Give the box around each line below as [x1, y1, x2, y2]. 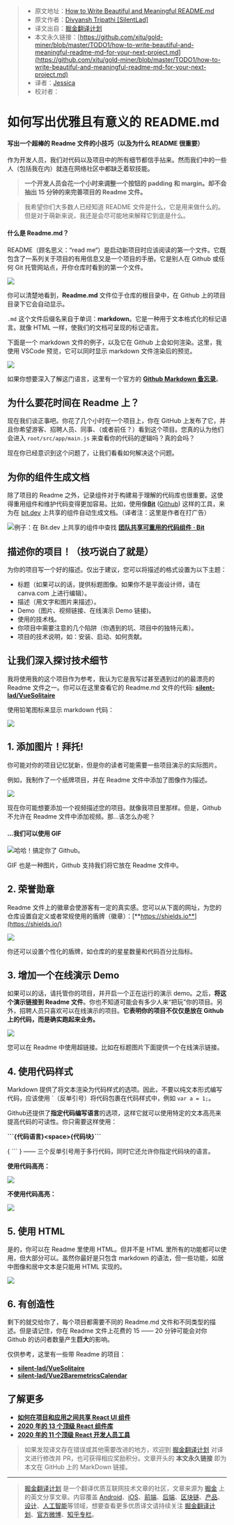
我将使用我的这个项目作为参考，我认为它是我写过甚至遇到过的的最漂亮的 [7, 674, 214, 683]
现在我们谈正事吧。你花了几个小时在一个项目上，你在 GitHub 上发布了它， [7, 417, 220, 425]
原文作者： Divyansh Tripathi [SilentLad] [34, 15, 148, 24]
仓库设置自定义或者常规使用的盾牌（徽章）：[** [7, 912, 141, 920]
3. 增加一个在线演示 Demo [7, 970, 120, 982]
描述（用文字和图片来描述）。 [17, 598, 100, 606]
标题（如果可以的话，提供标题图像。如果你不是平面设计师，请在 [17, 580, 201, 589]
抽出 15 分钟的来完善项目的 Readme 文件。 [24, 188, 147, 196]
